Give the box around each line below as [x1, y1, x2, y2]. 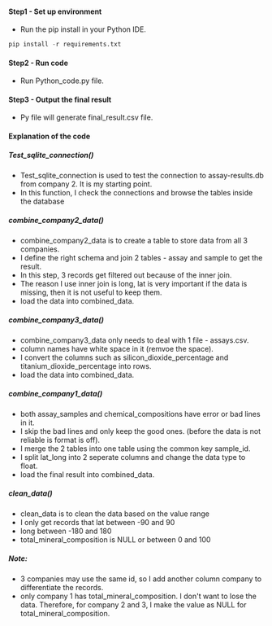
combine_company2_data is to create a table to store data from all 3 [19, 236, 248, 246]
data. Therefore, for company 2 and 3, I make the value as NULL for [19, 599, 247, 610]
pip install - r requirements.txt [8, 41, 122, 49]
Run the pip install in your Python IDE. [19, 24, 146, 34]
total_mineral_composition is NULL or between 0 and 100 [19, 534, 211, 545]
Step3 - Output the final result [8, 94, 112, 104]
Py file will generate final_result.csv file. [19, 112, 153, 122]
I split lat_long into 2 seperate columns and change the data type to [19, 452, 246, 462]
